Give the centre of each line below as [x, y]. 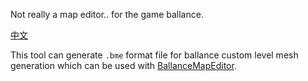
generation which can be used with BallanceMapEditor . [123, 65]
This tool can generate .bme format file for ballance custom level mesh [154, 55]
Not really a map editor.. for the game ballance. [107, 14]
